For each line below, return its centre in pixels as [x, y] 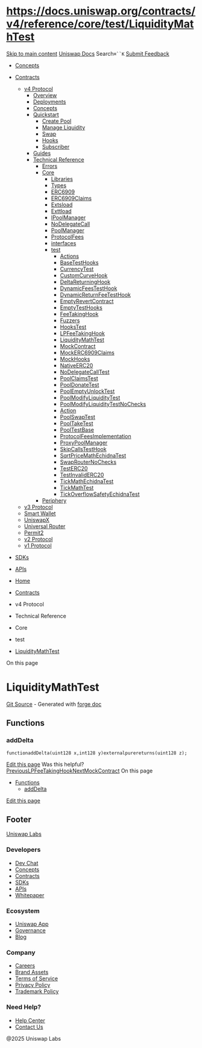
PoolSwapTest [77, 417]
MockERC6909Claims [87, 352]
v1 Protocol [38, 545]
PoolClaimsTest [79, 378]
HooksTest [73, 327]
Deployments [49, 102]
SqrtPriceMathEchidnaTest [93, 455]
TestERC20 [74, 468]
